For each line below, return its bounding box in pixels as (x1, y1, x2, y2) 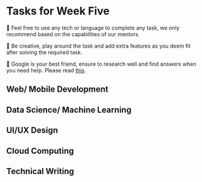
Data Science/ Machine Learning (6, 104, 131, 115)
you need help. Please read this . (6, 66, 86, 74)
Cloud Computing (6, 146, 74, 156)
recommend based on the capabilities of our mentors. (6, 30, 140, 37)
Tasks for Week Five (6, 4, 110, 18)
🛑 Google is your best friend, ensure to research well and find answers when (6, 60, 197, 67)
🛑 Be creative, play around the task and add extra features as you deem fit (6, 42, 191, 49)
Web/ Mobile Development (6, 84, 109, 95)
